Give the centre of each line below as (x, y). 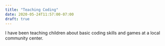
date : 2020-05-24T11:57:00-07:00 (40, 14)
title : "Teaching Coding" (32, 10)
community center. (24, 38)
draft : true (17, 19)
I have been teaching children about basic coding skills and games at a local (83, 33)
